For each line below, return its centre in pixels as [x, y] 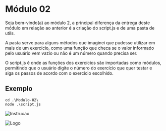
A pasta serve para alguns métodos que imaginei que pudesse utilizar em [80, 42]
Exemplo [19, 89]
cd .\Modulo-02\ [22, 100]
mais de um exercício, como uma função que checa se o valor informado [80, 48]
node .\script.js [23, 104]
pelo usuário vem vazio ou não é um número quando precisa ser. [71, 53]
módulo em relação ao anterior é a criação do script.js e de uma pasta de [80, 28]
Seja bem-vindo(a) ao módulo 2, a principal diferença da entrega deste [78, 23]
